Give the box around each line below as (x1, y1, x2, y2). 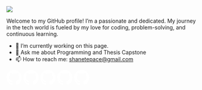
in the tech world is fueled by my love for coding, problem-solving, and (6, 24, 186, 31)
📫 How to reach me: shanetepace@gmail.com (15, 56, 134, 62)
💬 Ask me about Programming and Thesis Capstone (15, 49, 146, 56)
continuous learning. (6, 31, 58, 37)
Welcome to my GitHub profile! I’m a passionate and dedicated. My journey (6, 17, 196, 24)
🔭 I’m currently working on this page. (15, 42, 109, 49)
